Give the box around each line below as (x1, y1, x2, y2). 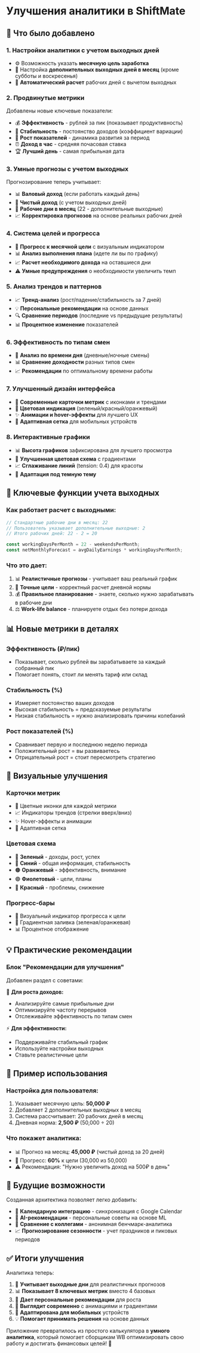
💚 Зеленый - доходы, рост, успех (14, 853, 100, 860)
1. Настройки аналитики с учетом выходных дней (6, 46, 159, 55)
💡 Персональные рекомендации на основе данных (14, 305, 149, 312)
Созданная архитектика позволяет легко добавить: (6, 1196, 137, 1203)
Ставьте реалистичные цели (14, 1051, 88, 1058)
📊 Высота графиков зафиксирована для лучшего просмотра (14, 446, 172, 453)
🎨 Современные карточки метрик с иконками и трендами (14, 398, 167, 405)
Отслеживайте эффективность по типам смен (14, 1012, 133, 1019)
